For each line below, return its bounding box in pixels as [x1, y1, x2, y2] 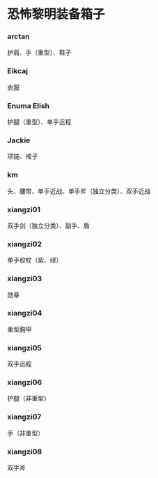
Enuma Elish [7, 100, 50, 110]
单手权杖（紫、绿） [7, 256, 63, 264]
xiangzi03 [7, 274, 42, 283]
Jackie [7, 135, 31, 145]
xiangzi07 [7, 412, 42, 422]
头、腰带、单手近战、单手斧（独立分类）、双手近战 [7, 186, 151, 195]
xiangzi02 [7, 239, 42, 248]
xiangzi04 [7, 308, 42, 318]
